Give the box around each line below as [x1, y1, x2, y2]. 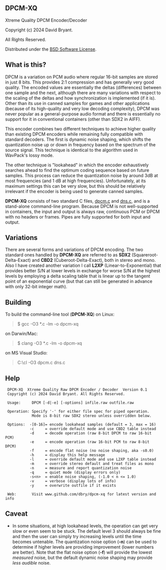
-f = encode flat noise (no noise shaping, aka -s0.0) [29, 448, 154, 454]
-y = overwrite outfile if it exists [29, 483, 116, 488]
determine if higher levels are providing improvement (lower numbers [12, 544, 154, 550]
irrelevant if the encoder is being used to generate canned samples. [5, 188, 144, 194]
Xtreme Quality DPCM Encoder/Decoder [5, 17, 88, 23]
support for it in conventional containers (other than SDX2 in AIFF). [5, 116, 141, 122]
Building [5, 298, 31, 307]
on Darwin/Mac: [5, 331, 38, 337]
